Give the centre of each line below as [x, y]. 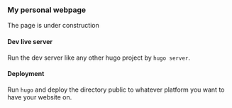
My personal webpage [47, 10]
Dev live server [30, 41]
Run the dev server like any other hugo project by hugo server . [99, 58]
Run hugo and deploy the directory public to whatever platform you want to [116, 90]
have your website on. [40, 97]
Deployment [26, 74]
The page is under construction [53, 26]
